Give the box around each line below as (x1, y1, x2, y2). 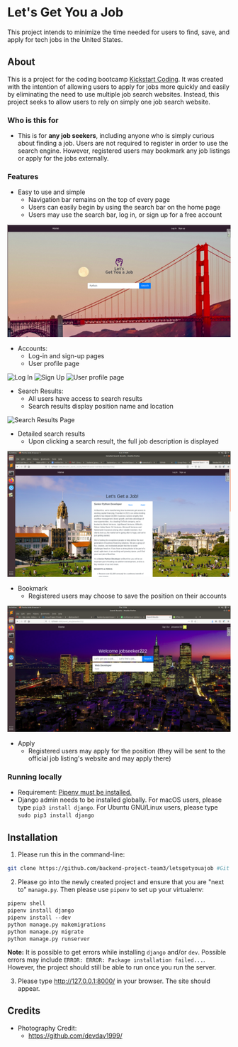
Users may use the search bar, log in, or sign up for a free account (28, 210, 222, 219)
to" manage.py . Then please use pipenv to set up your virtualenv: (17, 885, 204, 893)
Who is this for (7, 115, 59, 125)
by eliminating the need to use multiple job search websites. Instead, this (7, 90, 220, 98)
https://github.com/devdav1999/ (28, 1031, 123, 1040)
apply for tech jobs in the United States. (7, 35, 123, 43)
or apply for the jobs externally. (17, 154, 109, 163)
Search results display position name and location (28, 402, 174, 410)
